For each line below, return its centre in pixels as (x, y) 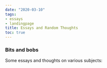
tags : (11, 14)
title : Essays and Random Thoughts (42, 28)
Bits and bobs (22, 50)
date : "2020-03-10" (25, 10)
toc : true (15, 33)
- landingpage (20, 23)
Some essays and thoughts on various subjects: (54, 61)
